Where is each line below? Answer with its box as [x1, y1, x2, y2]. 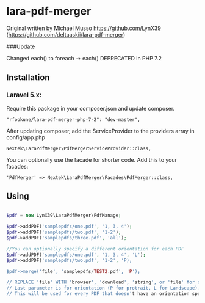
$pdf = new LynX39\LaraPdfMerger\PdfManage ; [6, 213, 121, 219]
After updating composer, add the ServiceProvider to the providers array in [6, 127, 195, 134]
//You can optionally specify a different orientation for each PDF [6, 246, 184, 252]
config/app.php [6, 133, 46, 141]
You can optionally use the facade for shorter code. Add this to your [6, 156, 178, 163]
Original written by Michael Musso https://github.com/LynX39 [6, 24, 162, 32]
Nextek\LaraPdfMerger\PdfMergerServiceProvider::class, [6, 145, 151, 151]
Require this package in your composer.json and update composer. [6, 104, 175, 112]
